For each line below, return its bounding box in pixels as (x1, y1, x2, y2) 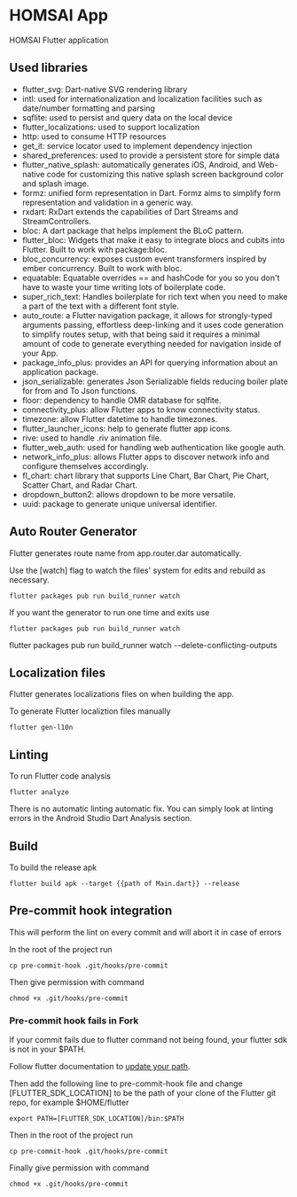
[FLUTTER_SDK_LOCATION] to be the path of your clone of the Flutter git (9, 1088, 277, 1099)
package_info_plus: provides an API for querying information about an (21, 356, 277, 368)
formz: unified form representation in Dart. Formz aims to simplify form (21, 187, 281, 198)
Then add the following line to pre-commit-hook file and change (9, 1078, 244, 1089)
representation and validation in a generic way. (21, 197, 193, 207)
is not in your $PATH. (9, 1044, 86, 1055)
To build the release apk (9, 862, 98, 872)
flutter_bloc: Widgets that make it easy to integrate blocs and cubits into (21, 234, 285, 245)
